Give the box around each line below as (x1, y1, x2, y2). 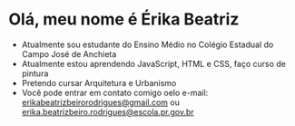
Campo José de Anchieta (21, 48, 117, 59)
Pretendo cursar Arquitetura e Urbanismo (21, 77, 177, 88)
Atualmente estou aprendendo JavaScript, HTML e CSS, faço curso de (21, 58, 287, 69)
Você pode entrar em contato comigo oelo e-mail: (21, 87, 209, 98)
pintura (21, 68, 49, 79)
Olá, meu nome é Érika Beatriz (8, 9, 240, 30)
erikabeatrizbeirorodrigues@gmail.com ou (21, 96, 181, 108)
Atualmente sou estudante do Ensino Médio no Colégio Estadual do (21, 39, 274, 50)
